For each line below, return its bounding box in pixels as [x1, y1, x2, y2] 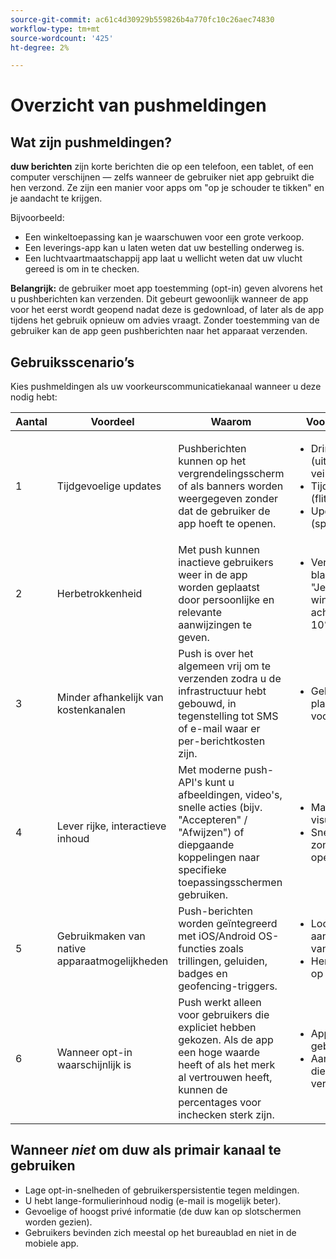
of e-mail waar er [178, 722, 261, 736]
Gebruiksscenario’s [10, 354, 135, 371]
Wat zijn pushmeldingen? [10, 134, 173, 151]
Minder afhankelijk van [56, 691, 164, 705]
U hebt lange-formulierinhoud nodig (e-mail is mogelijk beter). [24, 1194, 282, 1206]
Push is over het [178, 647, 254, 661]
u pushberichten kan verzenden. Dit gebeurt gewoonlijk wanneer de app [10, 293, 309, 305]
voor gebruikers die [178, 1008, 270, 1022]
